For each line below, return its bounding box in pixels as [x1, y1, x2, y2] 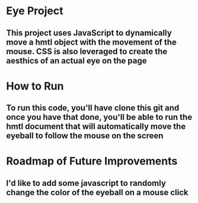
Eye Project [6, 4, 63, 18]
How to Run [6, 79, 64, 93]
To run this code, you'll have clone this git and [6, 103, 180, 113]
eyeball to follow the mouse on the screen [6, 131, 164, 141]
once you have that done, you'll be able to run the [6, 112, 193, 122]
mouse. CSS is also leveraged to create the [6, 46, 168, 56]
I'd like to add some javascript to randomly [6, 178, 166, 188]
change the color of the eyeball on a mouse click [6, 187, 189, 197]
